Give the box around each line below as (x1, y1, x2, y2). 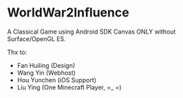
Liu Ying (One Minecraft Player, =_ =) (17, 83, 122, 91)
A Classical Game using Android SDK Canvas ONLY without (7, 27, 176, 36)
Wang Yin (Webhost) (17, 69, 76, 77)
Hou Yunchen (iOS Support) (17, 75, 97, 84)
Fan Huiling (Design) (17, 61, 76, 69)
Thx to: (7, 48, 28, 56)
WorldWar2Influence (7, 5, 129, 21)
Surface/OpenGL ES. (7, 34, 67, 42)
